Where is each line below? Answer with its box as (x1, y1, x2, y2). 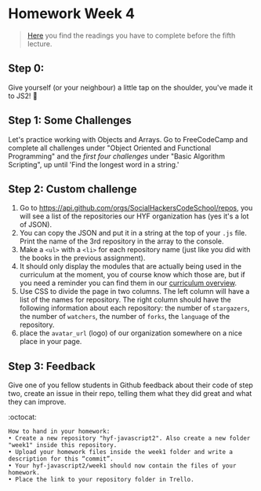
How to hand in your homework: (8, 427, 111, 436)
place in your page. (19, 337, 82, 346)
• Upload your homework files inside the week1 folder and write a (8, 449, 234, 456)
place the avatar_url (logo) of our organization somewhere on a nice (19, 328, 243, 338)
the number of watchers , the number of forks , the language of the (19, 312, 230, 321)
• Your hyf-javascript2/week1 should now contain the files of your (8, 462, 237, 470)
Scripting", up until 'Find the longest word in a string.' (8, 159, 179, 169)
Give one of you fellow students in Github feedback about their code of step (8, 380, 253, 390)
